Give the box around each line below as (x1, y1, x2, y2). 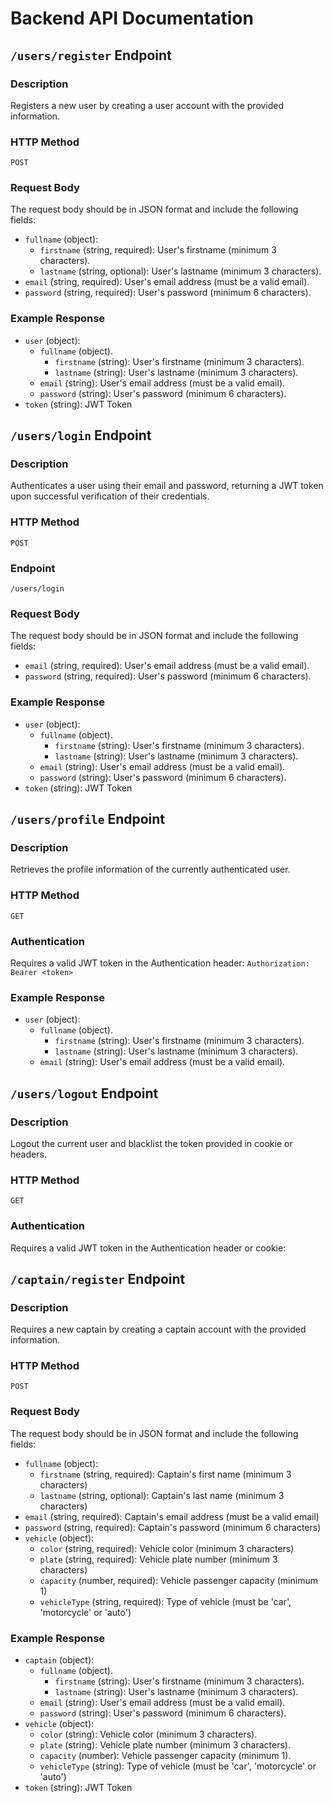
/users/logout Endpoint (10, 1085, 159, 1102)
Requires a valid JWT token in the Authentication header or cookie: (10, 1242, 287, 1254)
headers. (10, 1148, 47, 1160)
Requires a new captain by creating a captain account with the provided (10, 1323, 307, 1336)
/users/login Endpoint (10, 427, 152, 444)
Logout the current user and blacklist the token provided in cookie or (10, 1137, 293, 1149)
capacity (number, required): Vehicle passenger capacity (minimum (39, 1574, 318, 1586)
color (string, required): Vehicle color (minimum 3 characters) (39, 1542, 295, 1554)
